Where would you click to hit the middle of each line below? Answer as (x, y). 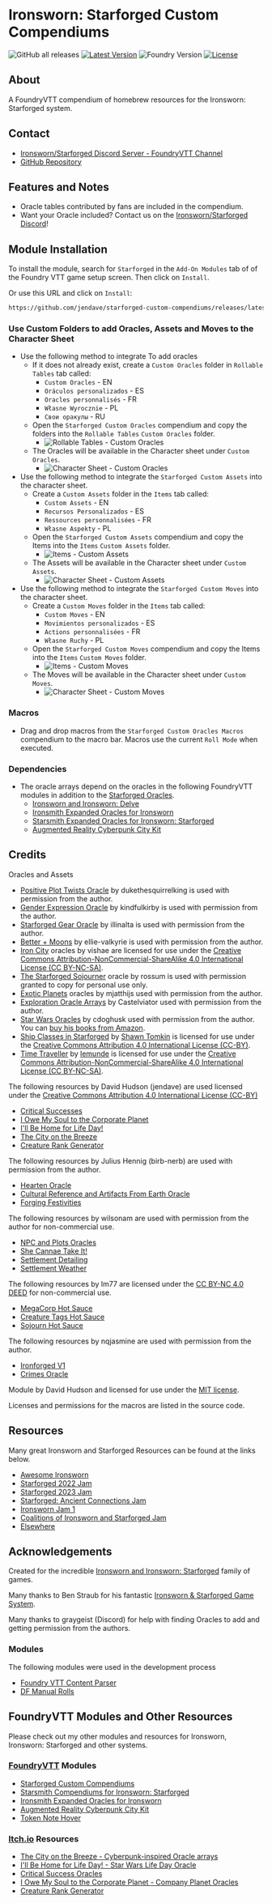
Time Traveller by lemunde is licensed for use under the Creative (128, 1054)
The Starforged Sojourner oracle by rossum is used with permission (133, 976)
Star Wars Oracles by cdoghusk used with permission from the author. (137, 1019)
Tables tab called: (62, 373)
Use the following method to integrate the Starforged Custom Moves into (139, 589)
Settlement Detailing (54, 1259)
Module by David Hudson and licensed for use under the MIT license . (124, 1390)
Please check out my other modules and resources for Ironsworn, (118, 1736)
